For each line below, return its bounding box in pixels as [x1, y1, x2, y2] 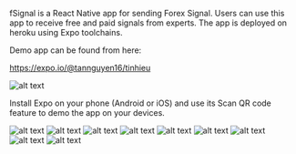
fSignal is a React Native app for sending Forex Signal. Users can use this [9, 8, 285, 18]
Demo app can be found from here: [9, 45, 142, 56]
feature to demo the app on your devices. [9, 108, 166, 118]
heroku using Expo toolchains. [9, 27, 123, 37]
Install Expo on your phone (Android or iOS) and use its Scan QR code [9, 98, 271, 108]
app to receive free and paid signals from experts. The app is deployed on [9, 17, 288, 28]
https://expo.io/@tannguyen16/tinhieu [9, 63, 151, 73]
